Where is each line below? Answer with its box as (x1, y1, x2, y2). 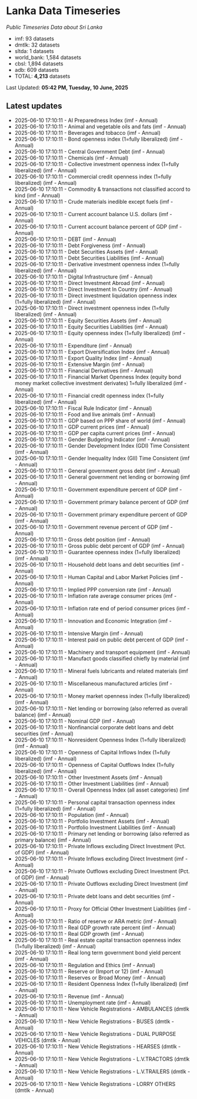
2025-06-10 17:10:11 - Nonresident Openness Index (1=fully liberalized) (14, 736, 186, 743)
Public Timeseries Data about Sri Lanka (6, 24, 103, 31)
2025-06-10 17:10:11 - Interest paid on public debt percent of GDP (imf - (14, 636, 189, 643)
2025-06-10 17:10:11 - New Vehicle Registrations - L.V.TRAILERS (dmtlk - (14, 1068, 191, 1075)
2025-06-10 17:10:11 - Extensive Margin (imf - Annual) (14, 360, 145, 368)
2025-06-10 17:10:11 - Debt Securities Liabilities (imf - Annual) (14, 254, 165, 261)
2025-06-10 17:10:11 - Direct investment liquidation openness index (14, 292, 178, 299)
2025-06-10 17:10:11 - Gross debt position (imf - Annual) (14, 536, 151, 543)
